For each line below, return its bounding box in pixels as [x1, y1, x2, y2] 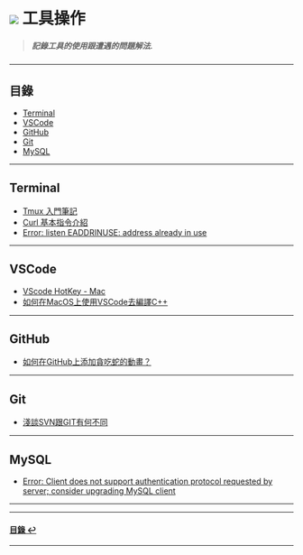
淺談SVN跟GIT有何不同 [22, 417, 108, 428]
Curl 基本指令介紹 [22, 217, 88, 227]
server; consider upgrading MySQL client [22, 486, 176, 496]
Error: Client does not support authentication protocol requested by [22, 476, 273, 487]
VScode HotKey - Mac [22, 285, 106, 296]
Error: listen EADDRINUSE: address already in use [22, 227, 207, 237]
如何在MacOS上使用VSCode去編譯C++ [22, 296, 169, 307]
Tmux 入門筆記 [22, 205, 78, 217]
